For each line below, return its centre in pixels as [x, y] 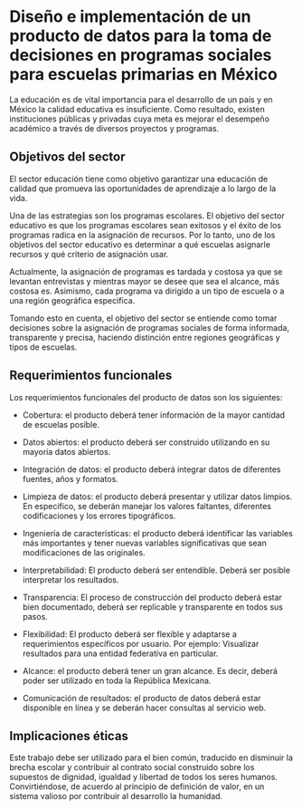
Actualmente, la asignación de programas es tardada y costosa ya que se [146, 271]
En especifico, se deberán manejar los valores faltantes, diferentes [146, 506]
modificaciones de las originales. [84, 552]
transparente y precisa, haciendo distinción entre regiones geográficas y [145, 337]
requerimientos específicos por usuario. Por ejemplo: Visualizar [141, 643]
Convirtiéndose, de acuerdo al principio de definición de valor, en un [137, 786]
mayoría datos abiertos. [66, 451]
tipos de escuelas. [43, 347]
